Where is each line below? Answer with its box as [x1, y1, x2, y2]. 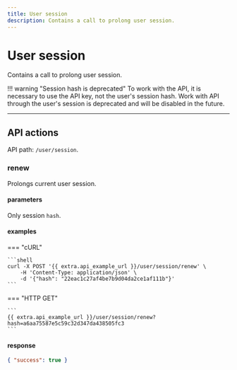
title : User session [7, 10, 68, 18]
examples [7, 227, 37, 236]
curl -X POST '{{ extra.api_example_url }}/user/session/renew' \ [7, 262, 207, 270]
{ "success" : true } [7, 357, 68, 364]
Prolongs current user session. [7, 179, 97, 187]
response [7, 341, 36, 349]
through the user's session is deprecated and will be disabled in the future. [7, 100, 225, 108]
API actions [7, 127, 59, 139]
